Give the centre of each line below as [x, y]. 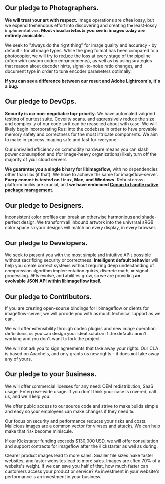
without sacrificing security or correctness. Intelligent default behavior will [82, 260]
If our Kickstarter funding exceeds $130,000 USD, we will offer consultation [82, 441]
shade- [149, 217]
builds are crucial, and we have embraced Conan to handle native [91, 184]
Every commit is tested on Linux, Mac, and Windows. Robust [68, 180]
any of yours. [18, 359]
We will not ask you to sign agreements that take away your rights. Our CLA [82, 348]
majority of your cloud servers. [36, 159]
